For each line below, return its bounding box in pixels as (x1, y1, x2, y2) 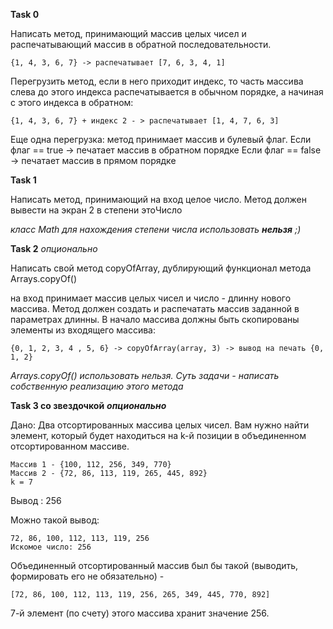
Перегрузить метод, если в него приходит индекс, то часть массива (10, 75, 304, 87)
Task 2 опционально (10, 243, 98, 254)
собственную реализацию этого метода (10, 380, 184, 392)
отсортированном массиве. (10, 440, 130, 452)
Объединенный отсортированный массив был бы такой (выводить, (10, 560, 299, 571)
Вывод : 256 (10, 495, 62, 506)
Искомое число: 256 (10, 542, 92, 552)
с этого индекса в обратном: (10, 97, 134, 108)
